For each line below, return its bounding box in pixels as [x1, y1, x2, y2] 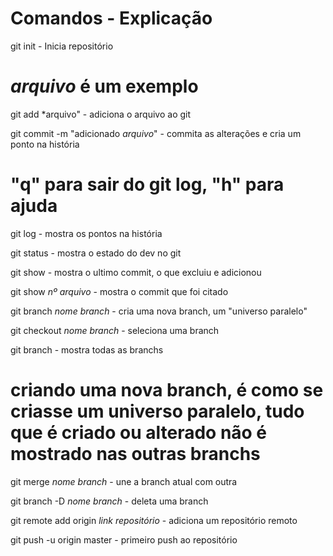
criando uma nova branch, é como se [10, 379, 324, 401]
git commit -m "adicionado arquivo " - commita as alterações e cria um [10, 127, 302, 139]
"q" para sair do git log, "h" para [10, 173, 285, 196]
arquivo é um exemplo [10, 75, 199, 98]
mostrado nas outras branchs [10, 443, 261, 465]
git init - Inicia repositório [10, 40, 114, 52]
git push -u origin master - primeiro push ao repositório [10, 533, 238, 546]
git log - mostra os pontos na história [10, 227, 163, 239]
